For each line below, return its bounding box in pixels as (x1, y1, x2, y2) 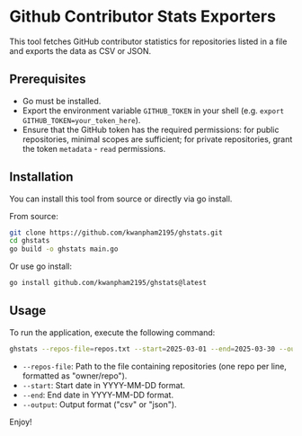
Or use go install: (9, 261, 72, 271)
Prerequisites (9, 72, 86, 87)
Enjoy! (9, 416, 33, 427)
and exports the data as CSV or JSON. (9, 45, 152, 56)
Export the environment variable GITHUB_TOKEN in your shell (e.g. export (22, 105, 285, 116)
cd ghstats (9, 236, 50, 245)
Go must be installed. (22, 95, 102, 106)
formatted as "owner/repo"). (22, 370, 128, 381)
